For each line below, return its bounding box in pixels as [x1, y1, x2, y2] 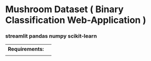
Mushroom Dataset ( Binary [5, 4, 124, 15]
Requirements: [8, 46, 44, 53]
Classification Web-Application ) [5, 14, 146, 26]
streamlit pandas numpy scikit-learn [5, 33, 97, 40]
